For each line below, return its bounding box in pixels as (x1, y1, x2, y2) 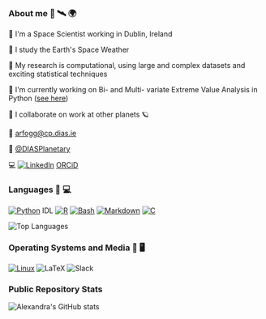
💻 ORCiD (8, 160, 79, 170)
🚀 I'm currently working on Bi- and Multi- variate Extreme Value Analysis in (8, 85, 258, 95)
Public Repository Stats (8, 283, 103, 295)
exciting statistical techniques (8, 69, 108, 79)
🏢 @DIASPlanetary (8, 144, 71, 154)
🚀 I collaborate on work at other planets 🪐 (8, 109, 149, 120)
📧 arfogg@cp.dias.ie (8, 129, 77, 138)
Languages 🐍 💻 (8, 184, 71, 195)
